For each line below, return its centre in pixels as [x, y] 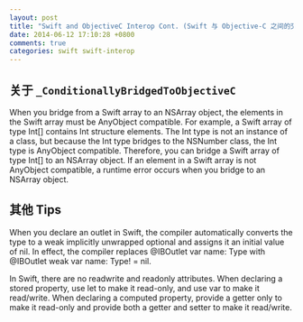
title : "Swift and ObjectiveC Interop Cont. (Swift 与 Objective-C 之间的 [150, 26]
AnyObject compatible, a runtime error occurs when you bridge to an [138, 170]
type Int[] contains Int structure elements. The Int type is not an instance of [149, 131]
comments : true [38, 43]
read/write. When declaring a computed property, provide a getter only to [146, 298]
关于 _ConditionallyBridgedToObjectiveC [123, 90]
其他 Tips [35, 210]
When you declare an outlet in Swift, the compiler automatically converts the [151, 232]
